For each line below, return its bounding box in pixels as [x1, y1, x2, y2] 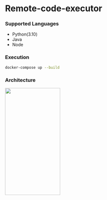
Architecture [5, 77, 36, 83]
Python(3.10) [12, 31, 38, 37]
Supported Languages [5, 20, 59, 27]
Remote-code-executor [5, 3, 103, 14]
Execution [5, 54, 30, 61]
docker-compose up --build [5, 65, 60, 70]
